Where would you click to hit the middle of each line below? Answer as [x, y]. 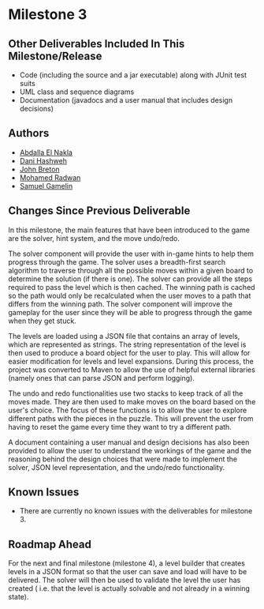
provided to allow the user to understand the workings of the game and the [130, 450]
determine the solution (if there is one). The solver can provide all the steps [130, 279]
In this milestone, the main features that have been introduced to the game [129, 230]
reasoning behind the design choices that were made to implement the [123, 459]
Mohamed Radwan [50, 177]
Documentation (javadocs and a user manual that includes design [126, 100]
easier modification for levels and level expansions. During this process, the [131, 361]
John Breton [40, 169]
